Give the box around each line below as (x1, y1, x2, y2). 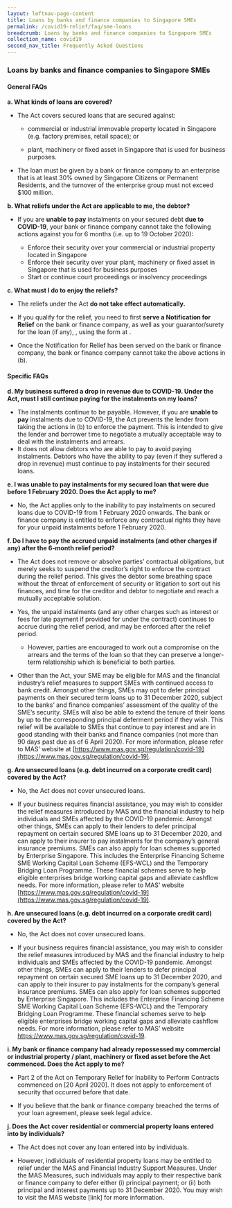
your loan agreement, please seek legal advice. (17, 1109, 152, 1117)
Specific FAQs (7, 371, 48, 380)
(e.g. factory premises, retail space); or (27, 132, 139, 141)
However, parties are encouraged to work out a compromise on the (27, 643, 220, 651)
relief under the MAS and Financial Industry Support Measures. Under (17, 1164, 217, 1172)
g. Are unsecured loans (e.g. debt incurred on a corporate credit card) (7, 766, 213, 774)
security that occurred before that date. (17, 1088, 130, 1096)
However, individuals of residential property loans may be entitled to (17, 1157, 213, 1165)
